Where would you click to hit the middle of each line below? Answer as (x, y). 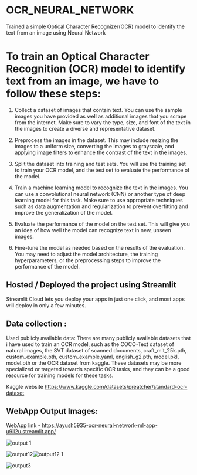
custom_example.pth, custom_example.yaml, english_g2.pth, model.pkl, (93, 357)
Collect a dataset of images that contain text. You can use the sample (98, 110)
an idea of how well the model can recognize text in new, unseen (93, 230)
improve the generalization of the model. (64, 212)
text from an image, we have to (83, 81)
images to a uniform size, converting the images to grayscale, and (94, 146)
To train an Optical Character (78, 57)
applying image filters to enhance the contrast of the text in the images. (101, 152)
